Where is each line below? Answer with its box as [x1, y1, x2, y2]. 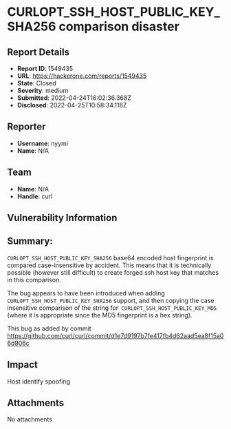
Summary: [7, 236, 53, 247]
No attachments [7, 415, 53, 423]
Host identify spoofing [7, 377, 71, 386]
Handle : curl [16, 192, 53, 200]
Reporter [7, 121, 46, 133]
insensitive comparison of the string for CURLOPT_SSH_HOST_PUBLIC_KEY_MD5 [7, 304, 217, 312]
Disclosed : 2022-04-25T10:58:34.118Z [16, 101, 127, 109]
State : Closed [16, 79, 56, 87]
